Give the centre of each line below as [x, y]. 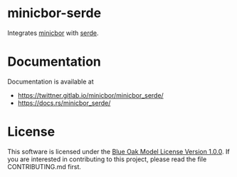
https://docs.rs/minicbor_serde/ [64, 103]
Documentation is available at [51, 81]
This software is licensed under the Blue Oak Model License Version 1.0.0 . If [118, 151]
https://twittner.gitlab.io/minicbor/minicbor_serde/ [90, 95]
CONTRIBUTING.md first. [44, 166]
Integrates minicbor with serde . [53, 33]
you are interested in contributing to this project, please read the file [107, 159]
